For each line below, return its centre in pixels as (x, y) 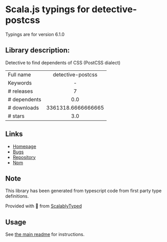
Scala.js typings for (47, 9)
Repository (24, 157)
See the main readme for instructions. (45, 234)
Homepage (25, 146)
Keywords (20, 83)
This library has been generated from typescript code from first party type (83, 191)
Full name (20, 74)
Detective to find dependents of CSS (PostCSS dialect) (63, 63)
